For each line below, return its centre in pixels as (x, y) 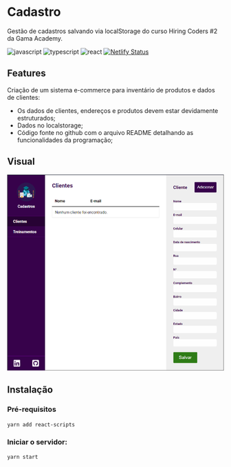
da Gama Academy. (35, 38)
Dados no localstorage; (50, 125)
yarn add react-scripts (41, 424)
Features (26, 73)
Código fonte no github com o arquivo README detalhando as (105, 132)
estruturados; (36, 118)
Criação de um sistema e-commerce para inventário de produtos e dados (111, 90)
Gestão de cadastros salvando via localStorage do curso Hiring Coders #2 (112, 31)
